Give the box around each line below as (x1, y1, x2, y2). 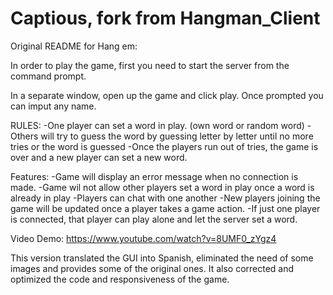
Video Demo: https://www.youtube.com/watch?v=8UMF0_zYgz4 (10, 232, 277, 244)
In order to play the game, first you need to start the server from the (10, 59, 290, 71)
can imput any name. (10, 100, 97, 112)
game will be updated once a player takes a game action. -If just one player (10, 202, 321, 214)
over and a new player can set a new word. (10, 151, 188, 163)
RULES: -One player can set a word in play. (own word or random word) (10, 119, 305, 131)
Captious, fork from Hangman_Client (10, 7, 321, 30)
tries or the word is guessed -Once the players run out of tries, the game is (10, 140, 319, 152)
